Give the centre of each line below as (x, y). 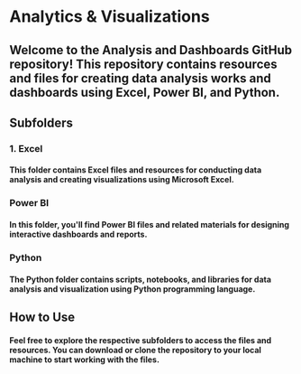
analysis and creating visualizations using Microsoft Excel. (122, 180)
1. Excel (26, 148)
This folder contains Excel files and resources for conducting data (136, 170)
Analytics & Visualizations (109, 17)
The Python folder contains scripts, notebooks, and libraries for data (141, 279)
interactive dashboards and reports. (78, 234)
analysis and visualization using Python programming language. (132, 289)
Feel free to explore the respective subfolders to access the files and (141, 340)
